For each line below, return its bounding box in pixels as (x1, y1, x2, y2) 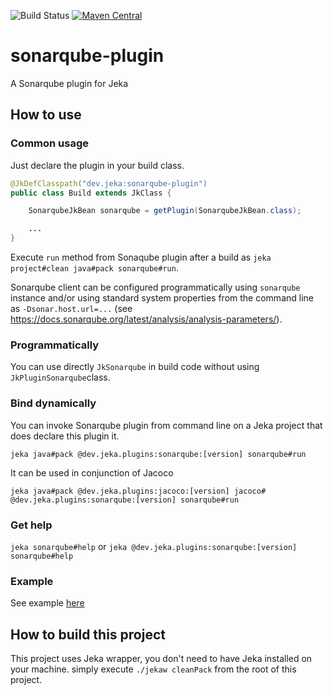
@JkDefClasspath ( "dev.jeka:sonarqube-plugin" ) (10, 178, 208, 189)
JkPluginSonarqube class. (10, 371, 111, 384)
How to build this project (10, 626, 166, 643)
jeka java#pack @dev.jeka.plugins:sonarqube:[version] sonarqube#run (10, 449, 307, 459)
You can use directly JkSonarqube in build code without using (10, 361, 260, 373)
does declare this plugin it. (10, 430, 120, 442)
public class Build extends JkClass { (10, 188, 172, 198)
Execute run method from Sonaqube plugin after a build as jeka (10, 251, 272, 263)
